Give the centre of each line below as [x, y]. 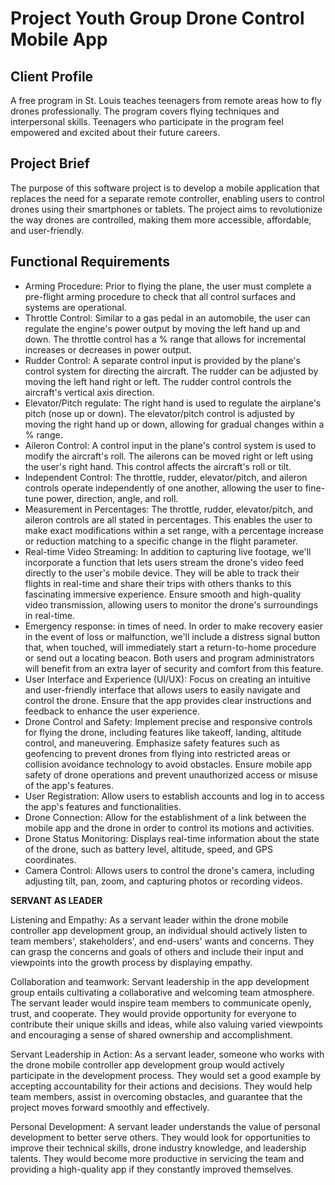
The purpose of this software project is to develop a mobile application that [165, 188]
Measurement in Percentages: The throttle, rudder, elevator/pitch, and [169, 509]
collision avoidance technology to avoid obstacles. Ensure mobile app [168, 764]
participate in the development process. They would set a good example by [166, 1075]
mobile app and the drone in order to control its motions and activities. [169, 828]
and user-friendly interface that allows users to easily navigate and [162, 689]
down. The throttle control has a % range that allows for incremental [165, 339]
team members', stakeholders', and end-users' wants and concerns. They [162, 941]
